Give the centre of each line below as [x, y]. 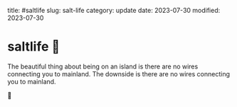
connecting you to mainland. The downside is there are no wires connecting [118, 73]
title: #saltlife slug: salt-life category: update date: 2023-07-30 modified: [114, 10]
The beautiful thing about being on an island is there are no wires [103, 66]
